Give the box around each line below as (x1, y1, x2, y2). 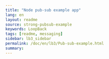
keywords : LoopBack (5, 27, 47, 32)
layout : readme (5, 17, 38, 22)
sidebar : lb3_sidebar (5, 36, 52, 42)
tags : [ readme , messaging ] (5, 31, 63, 36)
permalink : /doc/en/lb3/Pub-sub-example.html (5, 41, 104, 46)
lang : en (5, 12, 24, 17)
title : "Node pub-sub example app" (5, 7, 81, 13)
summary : (5, 46, 24, 51)
